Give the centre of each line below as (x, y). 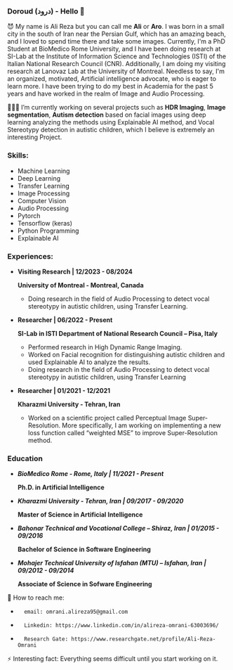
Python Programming (48, 231)
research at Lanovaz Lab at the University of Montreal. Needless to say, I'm (116, 71)
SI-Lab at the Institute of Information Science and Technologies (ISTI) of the (117, 56)
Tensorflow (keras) (45, 223)
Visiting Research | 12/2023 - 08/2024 (75, 271)
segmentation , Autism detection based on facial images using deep (107, 115)
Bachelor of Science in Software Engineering (84, 549)
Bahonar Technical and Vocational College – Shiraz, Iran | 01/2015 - (118, 528)
